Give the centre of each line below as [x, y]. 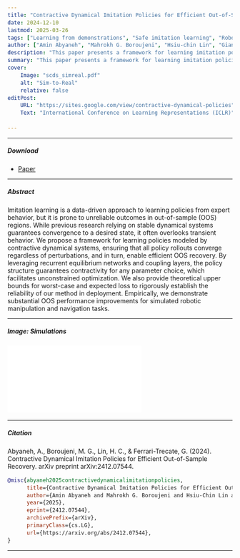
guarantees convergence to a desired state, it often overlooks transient [112, 233]
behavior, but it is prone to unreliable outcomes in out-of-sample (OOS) [112, 217]
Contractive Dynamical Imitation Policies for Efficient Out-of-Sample [107, 458]
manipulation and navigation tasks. [59, 308]
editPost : [22, 98]
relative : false [45, 90]
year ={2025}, [46, 503]
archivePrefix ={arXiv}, [62, 518]
